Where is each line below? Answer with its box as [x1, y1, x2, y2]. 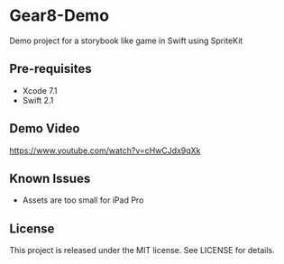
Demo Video [9, 121, 80, 136]
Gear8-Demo [9, 5, 110, 26]
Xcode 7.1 [22, 85, 58, 96]
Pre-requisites [9, 61, 92, 77]
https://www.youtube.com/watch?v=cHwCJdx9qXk [9, 145, 201, 156]
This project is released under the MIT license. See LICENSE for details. [9, 245, 275, 256]
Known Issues [9, 170, 91, 186]
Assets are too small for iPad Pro [22, 195, 144, 205]
